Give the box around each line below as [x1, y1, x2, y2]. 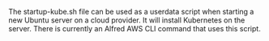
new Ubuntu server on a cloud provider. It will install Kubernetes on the [8, 15, 246, 25]
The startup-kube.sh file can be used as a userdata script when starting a [8, 7, 254, 16]
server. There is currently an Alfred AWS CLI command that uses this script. [8, 24, 261, 33]
